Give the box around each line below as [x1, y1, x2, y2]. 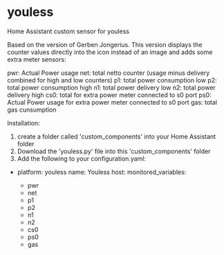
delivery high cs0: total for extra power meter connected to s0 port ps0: [7, 91, 212, 99]
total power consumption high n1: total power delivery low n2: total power [7, 83, 216, 91]
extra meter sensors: [7, 55, 66, 63]
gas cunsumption [7, 105, 57, 114]
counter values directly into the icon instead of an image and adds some [7, 48, 213, 56]
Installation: [7, 118, 40, 127]
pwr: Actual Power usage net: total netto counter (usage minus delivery [7, 69, 210, 77]
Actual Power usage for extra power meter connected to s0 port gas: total [7, 98, 218, 106]
